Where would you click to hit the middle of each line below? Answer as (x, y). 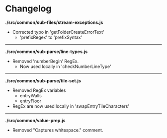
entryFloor (30, 101)
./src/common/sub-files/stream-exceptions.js (54, 22)
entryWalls (31, 95)
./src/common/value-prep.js (35, 120)
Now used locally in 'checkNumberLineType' (65, 66)
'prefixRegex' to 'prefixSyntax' (51, 37)
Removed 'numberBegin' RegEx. (45, 61)
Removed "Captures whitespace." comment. (58, 130)
